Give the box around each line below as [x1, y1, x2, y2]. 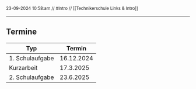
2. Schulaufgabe [9, 73, 54, 81]
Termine [6, 27, 37, 37]
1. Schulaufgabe [9, 54, 54, 62]
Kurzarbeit [9, 63, 38, 71]
